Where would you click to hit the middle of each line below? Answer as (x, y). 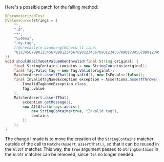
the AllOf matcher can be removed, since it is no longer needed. (70, 154)
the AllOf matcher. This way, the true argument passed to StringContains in (82, 149)
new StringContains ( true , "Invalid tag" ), (75, 111)
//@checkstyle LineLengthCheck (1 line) (55, 48)
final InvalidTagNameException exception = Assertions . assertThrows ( (86, 80)
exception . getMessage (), (48, 102)
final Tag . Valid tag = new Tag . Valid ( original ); (64, 70)
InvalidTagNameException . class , (56, 84)
